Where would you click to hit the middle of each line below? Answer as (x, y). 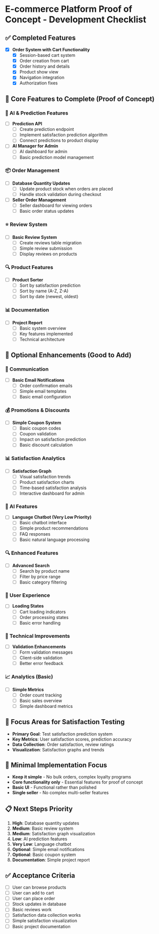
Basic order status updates (47, 211)
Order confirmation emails (46, 386)
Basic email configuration (45, 396)
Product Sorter (27, 280)
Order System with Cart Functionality (51, 50)
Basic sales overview (41, 700)
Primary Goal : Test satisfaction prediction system (62, 734)
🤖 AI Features (21, 506)
